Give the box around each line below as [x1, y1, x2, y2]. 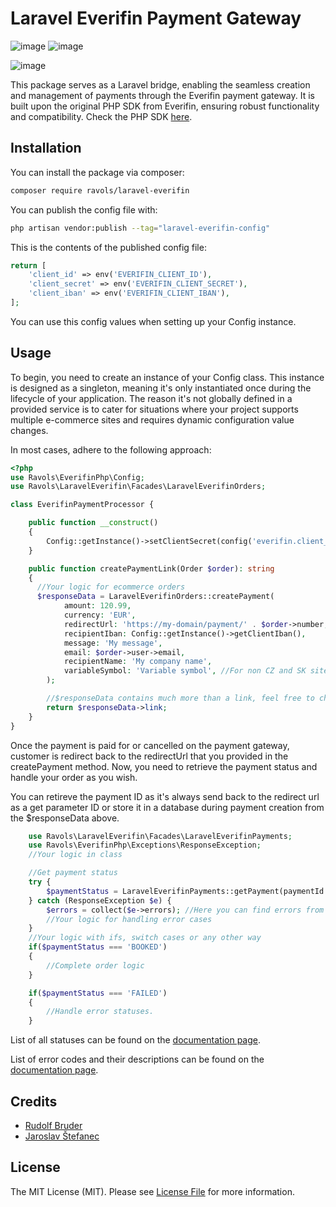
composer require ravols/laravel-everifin [10, 185, 190, 196]
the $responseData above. [10, 812, 120, 824]
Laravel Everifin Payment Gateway [10, 7, 302, 30]
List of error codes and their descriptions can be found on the [10, 1053, 265, 1066]
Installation [10, 140, 82, 157]
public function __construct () [28, 518, 159, 528]
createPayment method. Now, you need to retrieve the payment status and [10, 760, 318, 772]
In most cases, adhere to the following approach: [10, 443, 212, 456]
